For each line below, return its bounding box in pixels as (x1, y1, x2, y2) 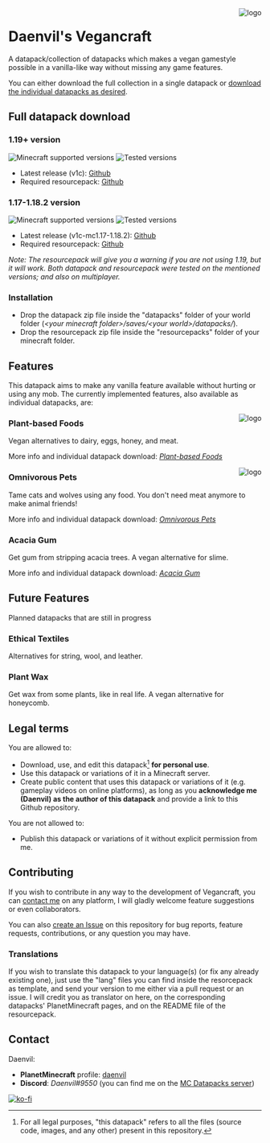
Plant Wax (8, 671, 49, 683)
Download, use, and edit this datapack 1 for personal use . (19, 758, 210, 770)
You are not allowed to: (8, 818, 84, 827)
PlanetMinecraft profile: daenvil (19, 1070, 127, 1079)
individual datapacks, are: (8, 398, 94, 407)
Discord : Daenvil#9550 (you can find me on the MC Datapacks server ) (19, 1078, 255, 1087)
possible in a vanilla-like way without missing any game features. (8, 62, 223, 72)
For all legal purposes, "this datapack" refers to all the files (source (19, 1116, 242, 1126)
